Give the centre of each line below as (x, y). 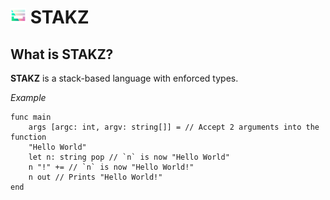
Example (28, 97)
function (28, 137)
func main (31, 117)
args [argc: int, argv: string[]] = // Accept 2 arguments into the (174, 127)
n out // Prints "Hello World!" (95, 177)
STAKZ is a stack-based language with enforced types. (124, 78)
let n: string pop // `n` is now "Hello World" (129, 157)
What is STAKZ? (62, 54)
